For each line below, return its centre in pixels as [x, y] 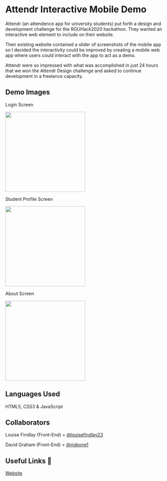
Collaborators [28, 422]
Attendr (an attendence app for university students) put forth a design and [83, 24]
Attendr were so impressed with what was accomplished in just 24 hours [82, 65]
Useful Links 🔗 [29, 461]
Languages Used [33, 394]
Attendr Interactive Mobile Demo [76, 9]
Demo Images [28, 92]
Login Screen [19, 104]
